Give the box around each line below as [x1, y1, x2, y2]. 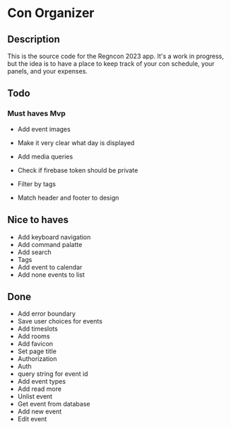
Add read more [17, 384, 62, 394]
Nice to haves [7, 214, 69, 226]
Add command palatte [17, 240, 83, 248]
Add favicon [17, 340, 54, 348]
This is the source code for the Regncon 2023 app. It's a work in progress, [7, 52, 224, 60]
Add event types [17, 377, 66, 386]
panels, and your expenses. [7, 67, 88, 75]
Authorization [17, 355, 58, 363]
